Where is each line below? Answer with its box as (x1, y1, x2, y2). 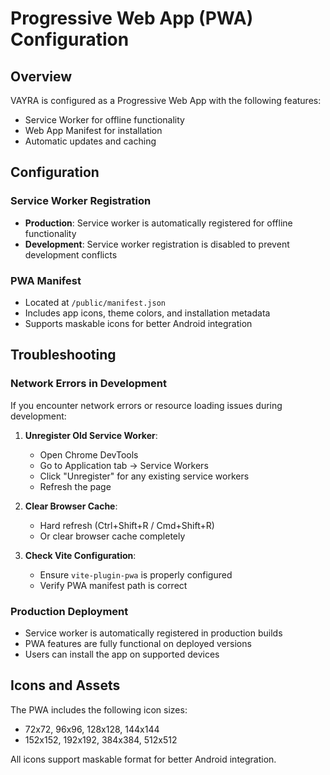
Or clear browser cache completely (39, 530, 186, 542)
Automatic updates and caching (24, 135, 157, 147)
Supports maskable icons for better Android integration (24, 317, 253, 329)
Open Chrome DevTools (39, 448, 139, 461)
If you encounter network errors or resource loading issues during (10, 399, 283, 411)
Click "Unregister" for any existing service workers (39, 470, 250, 482)
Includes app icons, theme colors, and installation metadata (24, 307, 271, 319)
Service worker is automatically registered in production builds (24, 627, 283, 639)
